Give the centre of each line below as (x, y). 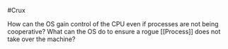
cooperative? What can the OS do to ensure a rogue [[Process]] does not (114, 32)
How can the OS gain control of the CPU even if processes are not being (113, 24)
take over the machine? (41, 39)
